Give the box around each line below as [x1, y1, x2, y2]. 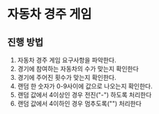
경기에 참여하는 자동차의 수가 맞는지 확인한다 [17, 65, 139, 73]
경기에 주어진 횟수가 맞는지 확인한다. [17, 74, 116, 81]
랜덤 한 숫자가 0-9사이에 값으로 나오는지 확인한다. [17, 82, 153, 90]
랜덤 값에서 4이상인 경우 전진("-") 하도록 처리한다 [17, 91, 152, 99]
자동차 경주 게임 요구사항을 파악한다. [17, 56, 116, 64]
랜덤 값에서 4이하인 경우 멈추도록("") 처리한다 [17, 99, 142, 108]
